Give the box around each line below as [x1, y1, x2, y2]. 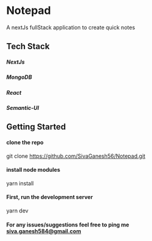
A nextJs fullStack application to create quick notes [6, 24, 136, 31]
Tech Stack [6, 41, 50, 52]
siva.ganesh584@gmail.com [6, 227, 81, 234]
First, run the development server [6, 194, 93, 201]
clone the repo [6, 139, 44, 146]
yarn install [6, 180, 34, 187]
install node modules [6, 166, 61, 174]
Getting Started [6, 122, 66, 132]
